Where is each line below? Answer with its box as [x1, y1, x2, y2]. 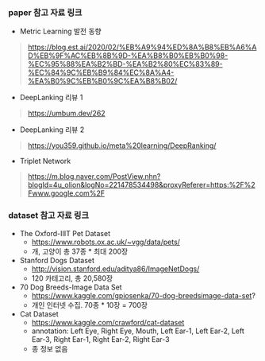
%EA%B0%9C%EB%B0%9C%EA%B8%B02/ [27, 76, 178, 86]
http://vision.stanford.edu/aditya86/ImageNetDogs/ [31, 264, 200, 274]
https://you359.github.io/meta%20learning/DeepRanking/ [27, 141, 217, 150]
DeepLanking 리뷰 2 [19, 125, 85, 134]
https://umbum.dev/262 [27, 109, 106, 118]
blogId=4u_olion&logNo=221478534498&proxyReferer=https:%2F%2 [27, 180, 255, 190]
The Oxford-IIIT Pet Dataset [19, 228, 111, 238]
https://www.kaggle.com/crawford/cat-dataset [31, 317, 185, 327]
